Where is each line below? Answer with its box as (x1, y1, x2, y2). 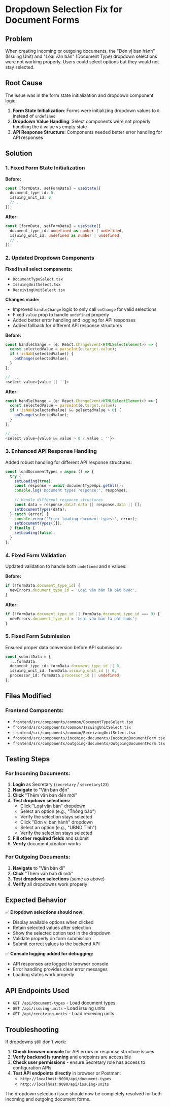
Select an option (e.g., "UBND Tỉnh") (20, 825, 97, 831)
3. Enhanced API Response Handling (5, 448, 97, 455)
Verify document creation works (12, 841, 81, 847)
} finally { (10, 526, 36, 531)
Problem (5, 34, 33, 43)
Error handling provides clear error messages (12, 966, 108, 972)
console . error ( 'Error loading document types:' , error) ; (14, 516, 138, 521)
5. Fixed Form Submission (5, 633, 71, 640)
